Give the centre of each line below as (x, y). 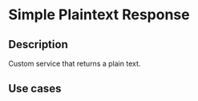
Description (38, 44)
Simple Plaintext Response (99, 15)
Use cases (35, 89)
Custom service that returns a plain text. (75, 63)
